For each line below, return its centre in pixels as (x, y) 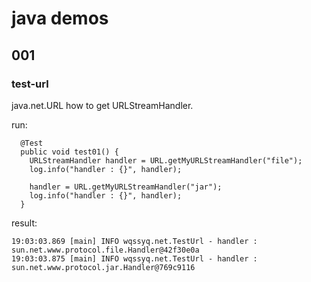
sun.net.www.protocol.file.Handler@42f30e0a (105, 250)
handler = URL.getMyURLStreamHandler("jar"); (126, 187)
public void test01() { (69, 152)
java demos (60, 18)
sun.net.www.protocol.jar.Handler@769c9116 (103, 267)
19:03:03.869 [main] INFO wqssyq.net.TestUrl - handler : (134, 241)
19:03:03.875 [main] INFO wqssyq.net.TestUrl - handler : (134, 258)
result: (24, 223)
